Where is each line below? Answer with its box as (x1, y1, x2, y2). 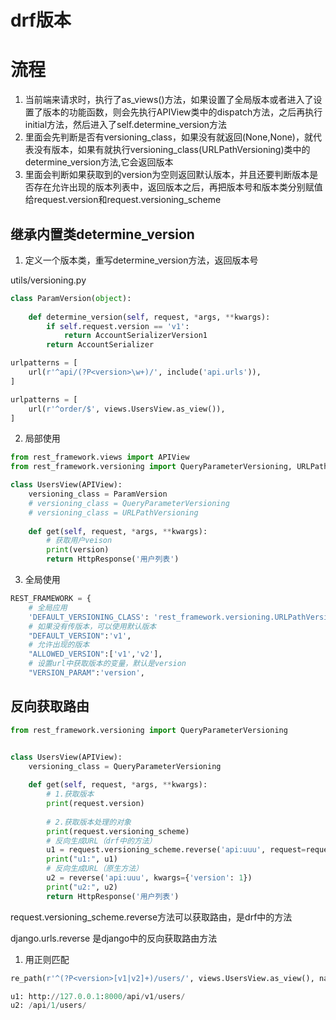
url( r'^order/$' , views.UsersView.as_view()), (28, 404, 226, 414)
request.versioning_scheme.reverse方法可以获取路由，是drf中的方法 (10, 911, 293, 923)
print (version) (46, 545, 110, 555)
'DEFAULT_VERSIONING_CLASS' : (28, 612, 150, 622)
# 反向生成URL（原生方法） (46, 864, 143, 874)
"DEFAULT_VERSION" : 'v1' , (28, 631, 132, 641)
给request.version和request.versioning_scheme (24, 194, 222, 206)
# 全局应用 (28, 602, 68, 613)
